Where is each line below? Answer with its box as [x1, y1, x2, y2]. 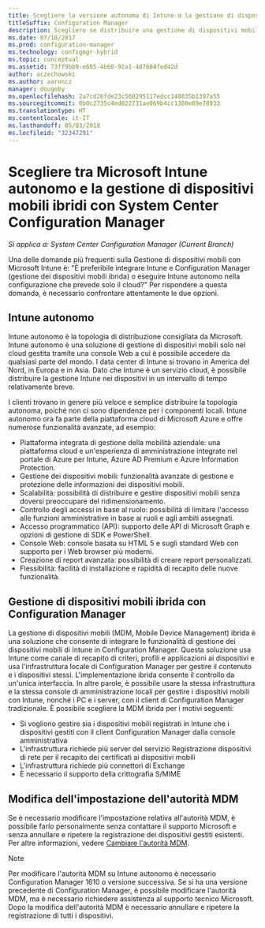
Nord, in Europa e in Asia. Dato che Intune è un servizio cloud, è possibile [8, 365, 247, 375]
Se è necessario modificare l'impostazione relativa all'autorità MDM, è [8, 814, 236, 822]
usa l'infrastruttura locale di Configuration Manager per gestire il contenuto [8, 662, 252, 672]
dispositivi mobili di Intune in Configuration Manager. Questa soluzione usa [8, 645, 252, 655]
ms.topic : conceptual [8, 56, 80, 64]
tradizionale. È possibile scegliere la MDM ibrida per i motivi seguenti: [8, 704, 234, 713]
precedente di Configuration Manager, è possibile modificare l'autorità [8, 885, 237, 895]
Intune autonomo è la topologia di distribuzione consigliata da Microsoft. [8, 332, 243, 342]
